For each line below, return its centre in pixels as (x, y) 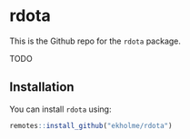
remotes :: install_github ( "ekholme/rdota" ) (91, 125)
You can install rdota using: (60, 109)
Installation (42, 87)
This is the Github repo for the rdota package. (95, 41)
